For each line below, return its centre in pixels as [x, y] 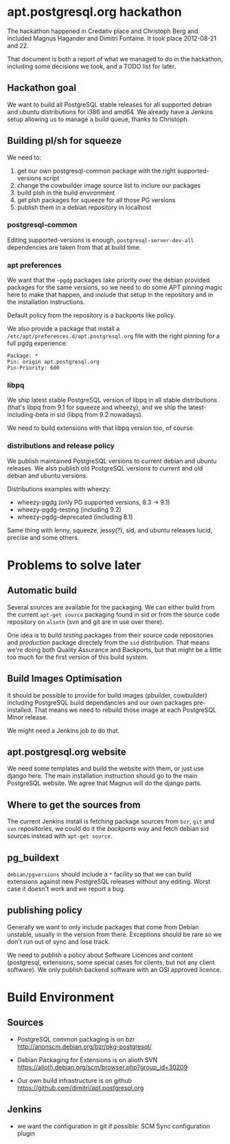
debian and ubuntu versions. [47, 475]
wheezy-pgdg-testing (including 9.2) [69, 509]
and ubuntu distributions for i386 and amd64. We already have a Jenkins [110, 111]
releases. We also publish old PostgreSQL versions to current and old [105, 468]
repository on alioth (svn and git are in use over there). [85, 622]
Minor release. [27, 717]
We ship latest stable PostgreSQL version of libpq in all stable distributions [112, 400]
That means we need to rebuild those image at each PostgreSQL [125, 710]
